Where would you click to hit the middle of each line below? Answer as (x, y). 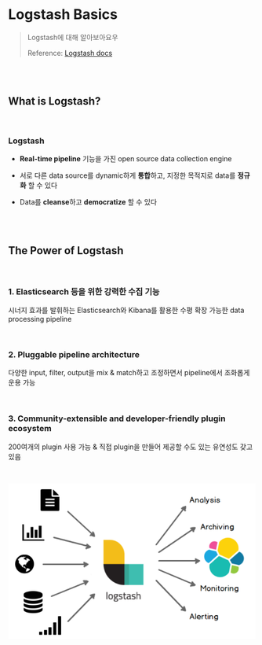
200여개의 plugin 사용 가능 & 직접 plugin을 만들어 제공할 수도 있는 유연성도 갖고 (131, 447)
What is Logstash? (55, 101)
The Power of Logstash (66, 251)
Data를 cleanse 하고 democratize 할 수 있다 (88, 202)
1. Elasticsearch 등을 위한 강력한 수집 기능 (84, 291)
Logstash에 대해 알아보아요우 (73, 37)
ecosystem (30, 429)
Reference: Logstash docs (70, 53)
